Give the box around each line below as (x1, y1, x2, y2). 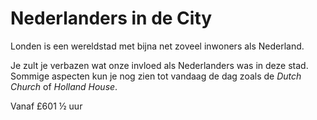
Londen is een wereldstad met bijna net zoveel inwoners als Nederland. (10, 40, 305, 52)
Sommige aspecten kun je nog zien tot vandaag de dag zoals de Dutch (10, 70, 302, 82)
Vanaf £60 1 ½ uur (10, 100, 83, 112)
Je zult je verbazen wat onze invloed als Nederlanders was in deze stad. (10, 59, 309, 71)
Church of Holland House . (10, 80, 118, 92)
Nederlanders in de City (10, 7, 213, 30)
